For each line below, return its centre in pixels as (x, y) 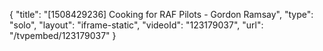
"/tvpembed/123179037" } (63, 35)
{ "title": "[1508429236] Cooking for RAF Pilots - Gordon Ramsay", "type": (161, 14)
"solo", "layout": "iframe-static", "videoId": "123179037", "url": (136, 25)
